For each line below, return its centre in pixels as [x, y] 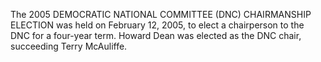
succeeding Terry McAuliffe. [69, 46]
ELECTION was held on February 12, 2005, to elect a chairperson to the [157, 25]
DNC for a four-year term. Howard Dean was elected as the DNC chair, [156, 35]
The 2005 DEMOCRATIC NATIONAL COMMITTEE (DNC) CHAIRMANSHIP [161, 14]
